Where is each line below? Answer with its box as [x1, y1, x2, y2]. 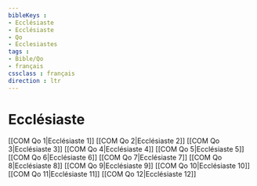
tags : [8, 48, 30, 55]
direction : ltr [8, 77, 61, 84]
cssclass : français [8, 70, 76, 77]
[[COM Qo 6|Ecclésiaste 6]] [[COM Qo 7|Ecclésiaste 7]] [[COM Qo [8, 153, 223, 163]
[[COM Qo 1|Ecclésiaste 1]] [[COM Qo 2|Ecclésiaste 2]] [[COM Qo [8, 136, 220, 145]
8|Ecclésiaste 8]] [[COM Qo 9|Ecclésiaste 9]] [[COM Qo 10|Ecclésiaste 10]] [8, 161, 251, 170]
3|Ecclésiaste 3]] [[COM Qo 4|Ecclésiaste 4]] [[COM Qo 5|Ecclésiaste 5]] [8, 145, 244, 154]
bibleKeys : [8, 11, 47, 20]
